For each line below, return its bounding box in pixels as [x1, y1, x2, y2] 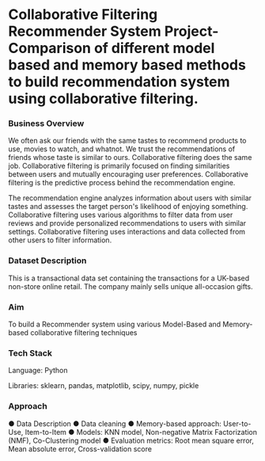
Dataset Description [8, 255, 87, 266]
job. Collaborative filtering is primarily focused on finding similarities [8, 161, 230, 171]
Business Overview [8, 118, 85, 129]
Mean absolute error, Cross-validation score [8, 444, 153, 453]
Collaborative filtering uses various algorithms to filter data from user [8, 210, 233, 219]
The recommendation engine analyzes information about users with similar [8, 193, 252, 203]
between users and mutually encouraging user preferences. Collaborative [8, 170, 249, 179]
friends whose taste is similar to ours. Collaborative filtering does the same [8, 153, 252, 162]
